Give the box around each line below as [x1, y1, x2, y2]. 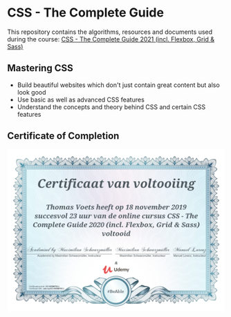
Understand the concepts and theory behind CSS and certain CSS [17, 102, 206, 111]
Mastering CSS [7, 62, 74, 74]
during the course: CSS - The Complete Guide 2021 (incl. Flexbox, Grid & [7, 35, 214, 43]
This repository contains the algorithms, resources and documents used [7, 28, 213, 36]
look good [17, 88, 46, 96]
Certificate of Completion [7, 130, 120, 142]
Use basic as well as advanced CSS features [17, 95, 145, 104]
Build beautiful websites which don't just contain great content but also [17, 81, 220, 89]
